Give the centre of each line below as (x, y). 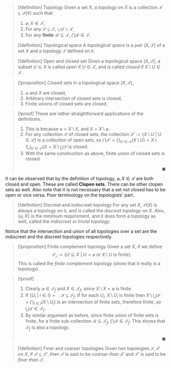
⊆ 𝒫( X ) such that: (36, 13)
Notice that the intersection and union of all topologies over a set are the (81, 231)
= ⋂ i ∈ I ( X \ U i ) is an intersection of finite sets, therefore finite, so (93, 302)
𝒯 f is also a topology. (47, 328)
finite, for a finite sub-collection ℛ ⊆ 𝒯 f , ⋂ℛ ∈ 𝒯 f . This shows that (95, 321)
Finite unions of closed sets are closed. (66, 104)
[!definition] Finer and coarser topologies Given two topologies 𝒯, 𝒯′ (89, 349)
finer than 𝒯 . (31, 360)
